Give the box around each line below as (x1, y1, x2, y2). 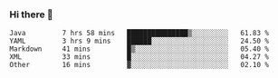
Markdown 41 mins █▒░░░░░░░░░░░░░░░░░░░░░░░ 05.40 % (9, 44, 270, 54)
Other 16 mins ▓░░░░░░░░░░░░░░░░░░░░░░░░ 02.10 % (9, 61, 270, 70)
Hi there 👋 (9, 8, 54, 21)
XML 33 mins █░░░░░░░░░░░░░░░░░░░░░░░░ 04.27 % (9, 53, 270, 62)
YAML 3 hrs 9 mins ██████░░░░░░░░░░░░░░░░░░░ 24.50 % (9, 36, 270, 46)
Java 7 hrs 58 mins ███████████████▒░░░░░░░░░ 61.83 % (9, 29, 270, 38)
